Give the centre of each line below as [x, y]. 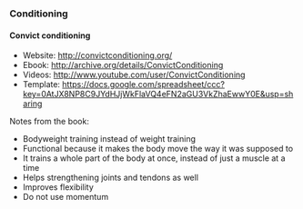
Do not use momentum [66, 197]
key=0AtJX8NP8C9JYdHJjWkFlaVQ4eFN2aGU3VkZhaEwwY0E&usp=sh [158, 95]
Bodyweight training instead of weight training [109, 139]
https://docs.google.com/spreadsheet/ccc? [144, 85]
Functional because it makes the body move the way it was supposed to [158, 149]
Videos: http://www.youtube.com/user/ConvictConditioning [134, 75]
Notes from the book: [49, 122]
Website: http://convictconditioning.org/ [97, 55]
